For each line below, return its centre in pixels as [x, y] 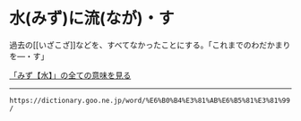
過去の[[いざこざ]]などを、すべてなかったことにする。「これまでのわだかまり [150, 45]
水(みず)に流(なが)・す [92, 18]
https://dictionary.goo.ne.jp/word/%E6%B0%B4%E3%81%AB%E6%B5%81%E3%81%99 [150, 100]
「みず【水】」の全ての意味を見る [70, 75]
